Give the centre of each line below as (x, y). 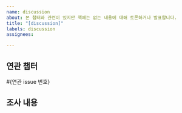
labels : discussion (31, 29)
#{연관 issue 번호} (28, 81)
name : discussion (28, 12)
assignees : (20, 35)
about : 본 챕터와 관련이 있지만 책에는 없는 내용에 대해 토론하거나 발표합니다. (92, 18)
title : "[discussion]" (35, 23)
